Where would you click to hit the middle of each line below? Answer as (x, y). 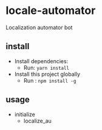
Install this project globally (47, 74)
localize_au (38, 121)
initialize (25, 114)
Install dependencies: (41, 61)
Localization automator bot (39, 27)
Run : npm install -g (50, 80)
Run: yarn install (46, 67)
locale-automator (51, 11)
